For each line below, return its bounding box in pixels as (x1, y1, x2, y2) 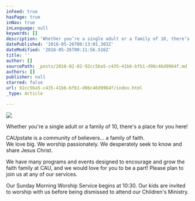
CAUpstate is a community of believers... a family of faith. (6, 134, 145, 141)
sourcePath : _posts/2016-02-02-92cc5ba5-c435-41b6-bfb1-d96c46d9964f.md (6, 63, 187, 69)
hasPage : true (6, 14, 41, 20)
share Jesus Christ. (6, 146, 53, 153)
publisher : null (6, 74, 46, 80)
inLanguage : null (6, 25, 49, 31)
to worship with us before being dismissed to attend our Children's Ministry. (6, 188, 189, 195)
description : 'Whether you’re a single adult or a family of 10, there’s (6, 36, 190, 42)
